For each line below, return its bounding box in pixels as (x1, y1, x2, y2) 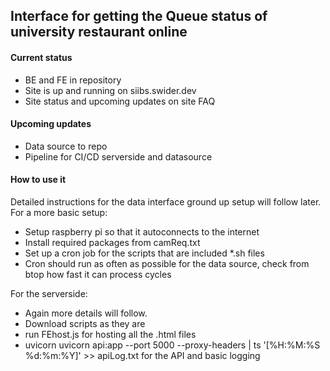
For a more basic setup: (10, 207, 108, 218)
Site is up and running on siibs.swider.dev (24, 84, 197, 96)
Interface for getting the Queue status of (10, 8, 268, 25)
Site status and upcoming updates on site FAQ (24, 95, 216, 107)
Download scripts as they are (24, 318, 146, 329)
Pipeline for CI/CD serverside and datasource (24, 150, 213, 163)
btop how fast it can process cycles (24, 269, 172, 280)
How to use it (10, 174, 67, 186)
